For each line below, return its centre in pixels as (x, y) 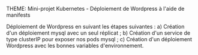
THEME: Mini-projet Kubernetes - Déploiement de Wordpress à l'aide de (95, 9)
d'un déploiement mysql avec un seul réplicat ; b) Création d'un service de (98, 33)
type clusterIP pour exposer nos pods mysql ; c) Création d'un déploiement (99, 39)
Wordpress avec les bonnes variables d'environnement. (75, 45)
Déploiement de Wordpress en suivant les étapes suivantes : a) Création (95, 27)
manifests (18, 15)
